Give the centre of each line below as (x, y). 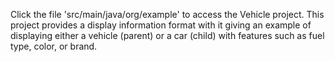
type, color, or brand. (54, 46)
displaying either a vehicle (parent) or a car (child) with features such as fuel (167, 35)
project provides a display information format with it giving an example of (161, 25)
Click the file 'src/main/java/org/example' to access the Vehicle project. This (167, 14)
